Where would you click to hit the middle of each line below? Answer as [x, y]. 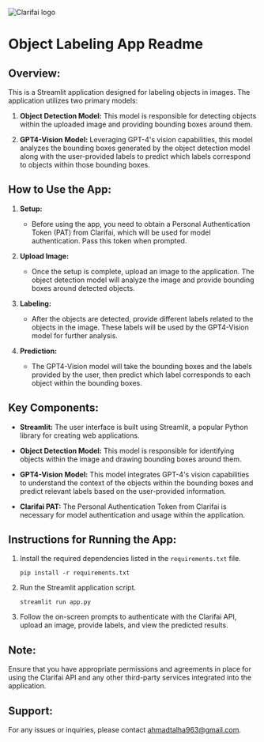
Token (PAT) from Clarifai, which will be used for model [121, 232]
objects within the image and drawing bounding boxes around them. [130, 459]
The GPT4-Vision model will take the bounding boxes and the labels [142, 366]
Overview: [34, 73]
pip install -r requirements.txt [75, 573]
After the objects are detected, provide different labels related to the [142, 318]
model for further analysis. [75, 335]
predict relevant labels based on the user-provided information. [123, 491]
